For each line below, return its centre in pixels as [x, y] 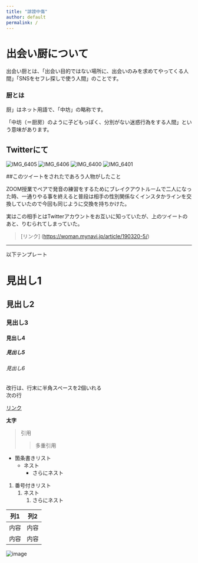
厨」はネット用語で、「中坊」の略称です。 [56, 109]
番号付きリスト [33, 486]
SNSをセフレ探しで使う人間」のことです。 [70, 79]
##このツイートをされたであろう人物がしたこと [64, 177]
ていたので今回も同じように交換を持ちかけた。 [73, 204]
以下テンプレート [27, 254]
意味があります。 [32, 129]
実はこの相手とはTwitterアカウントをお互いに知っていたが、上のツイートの [97, 216]
